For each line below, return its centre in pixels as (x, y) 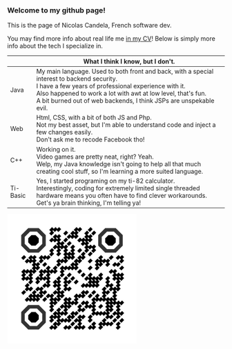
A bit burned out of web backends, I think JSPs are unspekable (125, 101)
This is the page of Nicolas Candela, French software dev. (89, 26)
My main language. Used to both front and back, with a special (125, 72)
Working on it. (56, 149)
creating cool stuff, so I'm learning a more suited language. (120, 171)
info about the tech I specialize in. (55, 46)
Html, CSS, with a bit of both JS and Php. (94, 118)
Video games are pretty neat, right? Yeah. (95, 157)
